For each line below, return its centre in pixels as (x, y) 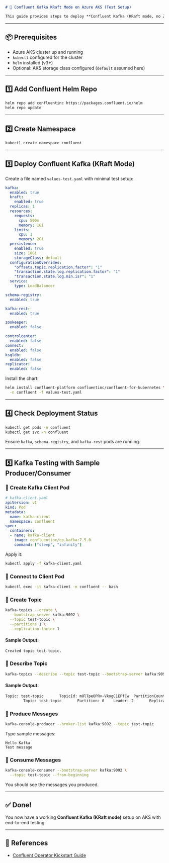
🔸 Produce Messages (32, 714)
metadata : (16, 512)
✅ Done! (18, 805)
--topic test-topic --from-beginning (49, 775)
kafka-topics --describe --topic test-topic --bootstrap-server (74, 674)
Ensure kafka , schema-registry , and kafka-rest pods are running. (73, 442)
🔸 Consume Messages (33, 760)
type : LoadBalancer (35, 286)
